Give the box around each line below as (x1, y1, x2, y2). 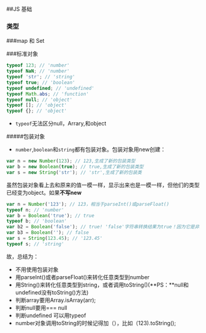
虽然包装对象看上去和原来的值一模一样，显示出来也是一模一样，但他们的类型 (6, 181, 200, 189)
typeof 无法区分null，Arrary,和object (15, 120, 107, 127)
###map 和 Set (6, 37, 45, 45)
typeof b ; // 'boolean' (6, 218, 67, 225)
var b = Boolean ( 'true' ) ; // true (6, 212, 95, 219)
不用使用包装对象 (15, 266, 59, 273)
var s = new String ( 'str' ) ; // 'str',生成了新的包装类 (6, 169, 142, 176)
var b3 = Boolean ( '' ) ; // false (6, 230, 89, 236)
